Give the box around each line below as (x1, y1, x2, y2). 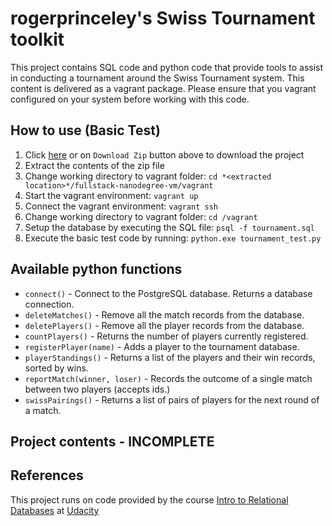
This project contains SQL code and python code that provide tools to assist (10, 61, 324, 73)
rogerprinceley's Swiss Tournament (10, 7, 316, 30)
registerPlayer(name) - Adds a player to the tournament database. (24, 340, 300, 352)
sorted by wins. (24, 362, 89, 374)
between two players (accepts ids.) (24, 383, 171, 395)
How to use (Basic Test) (10, 122, 161, 139)
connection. (24, 298, 75, 310)
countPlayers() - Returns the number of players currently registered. (24, 330, 309, 342)
